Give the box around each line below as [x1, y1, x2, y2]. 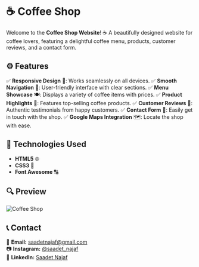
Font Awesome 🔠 [14, 168, 58, 175]
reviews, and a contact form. [6, 44, 76, 51]
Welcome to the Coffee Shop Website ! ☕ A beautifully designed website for [6, 29, 193, 36]
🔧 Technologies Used [6, 139, 86, 149]
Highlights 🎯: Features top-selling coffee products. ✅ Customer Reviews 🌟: [6, 99, 193, 106]
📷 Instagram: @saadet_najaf [6, 245, 79, 253]
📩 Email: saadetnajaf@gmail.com [6, 238, 88, 245]
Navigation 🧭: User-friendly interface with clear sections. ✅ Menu [6, 84, 169, 91]
